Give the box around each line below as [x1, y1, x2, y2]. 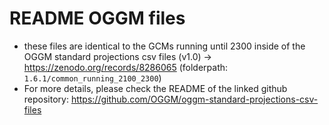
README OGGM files [9, 7, 186, 30]
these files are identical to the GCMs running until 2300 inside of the [23, 40, 306, 52]
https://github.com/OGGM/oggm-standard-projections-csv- [70, 93, 319, 105]
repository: [23, 93, 69, 105]
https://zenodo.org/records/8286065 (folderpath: [23, 61, 229, 73]
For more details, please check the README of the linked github [23, 82, 288, 94]
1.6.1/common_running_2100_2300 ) [23, 72, 162, 84]
